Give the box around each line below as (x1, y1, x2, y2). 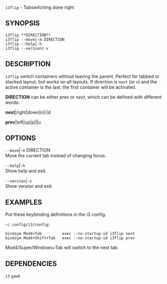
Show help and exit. (5, 168, 47, 174)
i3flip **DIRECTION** (5, 33, 51, 38)
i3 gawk (5, 274, 20, 279)
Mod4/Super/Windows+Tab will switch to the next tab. (5, 244, 119, 251)
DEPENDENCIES (5, 259, 57, 268)
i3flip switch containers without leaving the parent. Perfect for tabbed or (5, 73, 160, 79)
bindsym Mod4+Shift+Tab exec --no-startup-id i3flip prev (5, 236, 136, 241)
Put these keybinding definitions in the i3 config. (5, 211, 107, 218)
